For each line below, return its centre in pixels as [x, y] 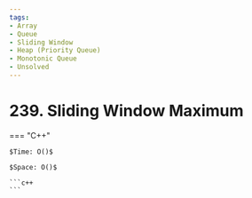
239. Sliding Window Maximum [126, 111]
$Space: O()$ [33, 167]
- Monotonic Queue [43, 59]
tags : [19, 17]
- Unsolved [29, 67]
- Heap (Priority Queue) [55, 51]
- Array [24, 26]
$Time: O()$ [31, 152]
